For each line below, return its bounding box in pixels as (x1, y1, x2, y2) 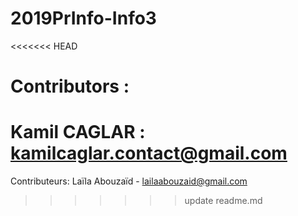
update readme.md (184, 195, 263, 207)
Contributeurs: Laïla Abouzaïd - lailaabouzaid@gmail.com (10, 175, 248, 187)
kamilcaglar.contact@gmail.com (10, 142, 288, 165)
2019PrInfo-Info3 (10, 7, 157, 30)
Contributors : (10, 75, 130, 98)
